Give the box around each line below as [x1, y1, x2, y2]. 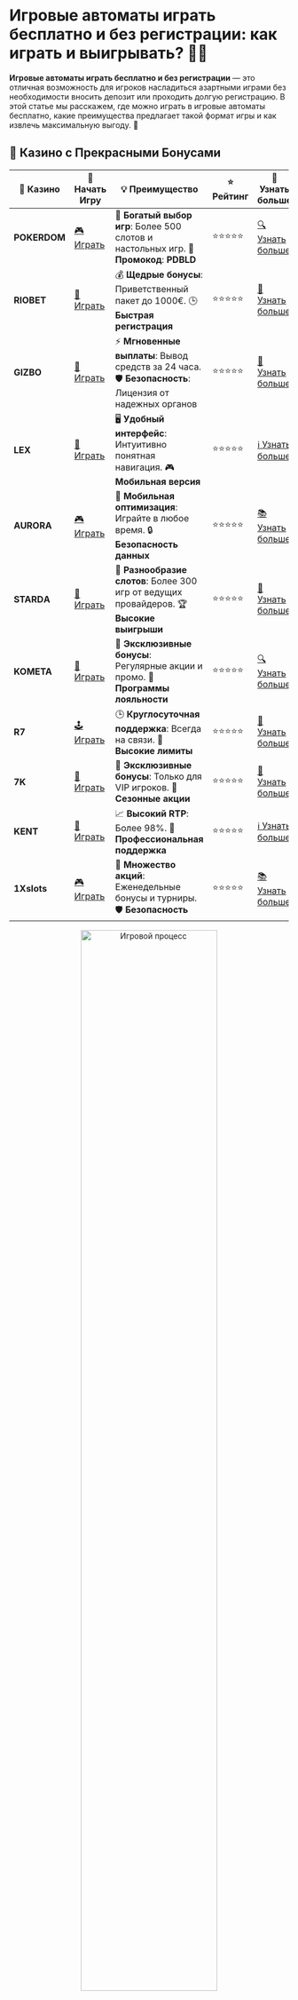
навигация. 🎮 [114, 461, 175, 473]
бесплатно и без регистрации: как [9, 24, 278, 44]
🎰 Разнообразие [114, 563, 188, 575]
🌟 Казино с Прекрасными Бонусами [9, 146, 222, 161]
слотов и [114, 231, 153, 243]
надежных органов [114, 397, 198, 409]
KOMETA [13, 665, 53, 678]
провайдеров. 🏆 [114, 597, 188, 609]
